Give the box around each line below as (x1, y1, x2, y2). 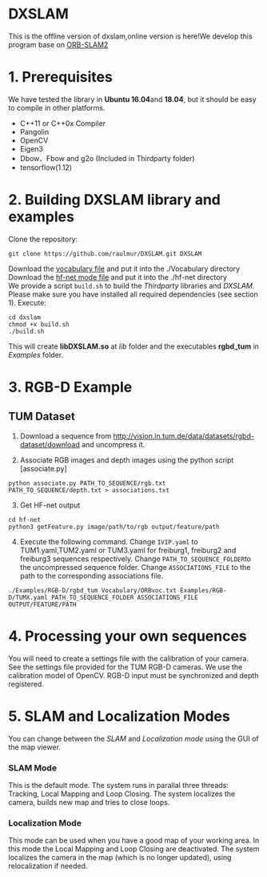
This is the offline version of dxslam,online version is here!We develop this (8, 31, 253, 41)
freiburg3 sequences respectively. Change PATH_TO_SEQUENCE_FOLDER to (19, 554, 252, 564)
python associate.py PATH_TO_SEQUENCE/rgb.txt (8, 479, 166, 487)
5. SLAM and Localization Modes (8, 707, 230, 725)
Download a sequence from (19, 430, 112, 441)
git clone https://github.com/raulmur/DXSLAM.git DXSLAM (8, 249, 202, 257)
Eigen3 (19, 143, 44, 153)
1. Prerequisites (8, 68, 114, 87)
